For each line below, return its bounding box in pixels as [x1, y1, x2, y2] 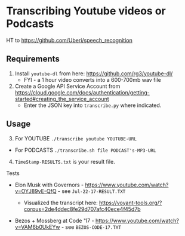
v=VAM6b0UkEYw [14, 223, 60, 231]
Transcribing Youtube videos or [6, 4, 166, 18]
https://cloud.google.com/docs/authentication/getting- [14, 88, 150, 96]
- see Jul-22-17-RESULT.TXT [57, 187, 126, 195]
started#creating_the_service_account [14, 95, 109, 102]
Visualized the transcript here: [23, 199, 98, 206]
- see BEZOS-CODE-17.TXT [61, 223, 121, 231]
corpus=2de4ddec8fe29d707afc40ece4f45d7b [23, 205, 141, 213]
